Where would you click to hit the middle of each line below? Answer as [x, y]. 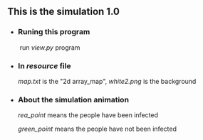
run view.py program [50, 47]
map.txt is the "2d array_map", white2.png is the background [107, 81]
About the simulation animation [73, 99]
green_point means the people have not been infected [97, 129]
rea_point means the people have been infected [88, 115]
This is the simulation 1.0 [63, 12]
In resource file [44, 65]
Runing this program [54, 32]
